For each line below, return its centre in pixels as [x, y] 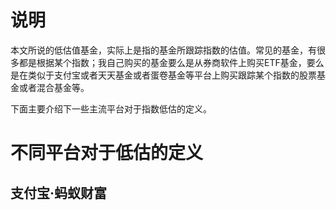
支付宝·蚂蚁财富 [59, 192]
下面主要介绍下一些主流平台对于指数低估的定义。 [111, 108]
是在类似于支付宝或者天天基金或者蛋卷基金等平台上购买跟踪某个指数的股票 [163, 75]
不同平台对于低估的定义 [107, 153]
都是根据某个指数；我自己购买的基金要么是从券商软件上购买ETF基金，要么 [171, 62]
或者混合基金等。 [54, 87]
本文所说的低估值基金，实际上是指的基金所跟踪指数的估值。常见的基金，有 [163, 50]
